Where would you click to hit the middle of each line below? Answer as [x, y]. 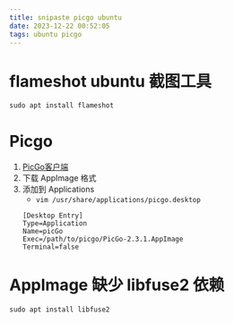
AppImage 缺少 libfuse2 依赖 [117, 285]
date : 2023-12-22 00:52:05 [60, 26]
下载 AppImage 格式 [59, 178]
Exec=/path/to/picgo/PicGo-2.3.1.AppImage [103, 239]
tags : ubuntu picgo [46, 34]
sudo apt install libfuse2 [60, 310]
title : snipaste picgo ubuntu [66, 17]
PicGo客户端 [45, 167]
